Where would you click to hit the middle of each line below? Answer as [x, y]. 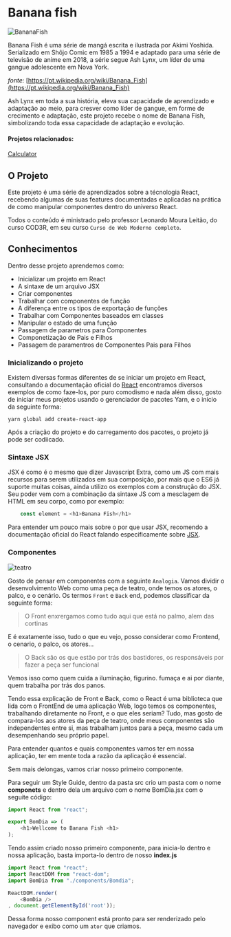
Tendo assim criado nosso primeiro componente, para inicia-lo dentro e [109, 848]
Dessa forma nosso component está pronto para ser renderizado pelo [107, 919]
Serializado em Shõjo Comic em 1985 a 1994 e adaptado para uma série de [114, 52]
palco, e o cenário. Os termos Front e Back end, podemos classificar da [109, 595]
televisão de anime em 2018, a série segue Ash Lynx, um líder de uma [107, 59]
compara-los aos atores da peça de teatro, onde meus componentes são [111, 720]
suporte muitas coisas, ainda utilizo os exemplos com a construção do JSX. [115, 487]
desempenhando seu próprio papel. [58, 735]
